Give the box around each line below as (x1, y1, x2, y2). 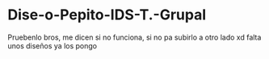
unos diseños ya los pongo (7, 40, 98, 50)
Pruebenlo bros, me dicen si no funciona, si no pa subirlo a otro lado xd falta (7, 32, 262, 42)
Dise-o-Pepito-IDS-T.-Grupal (7, 6, 207, 24)
